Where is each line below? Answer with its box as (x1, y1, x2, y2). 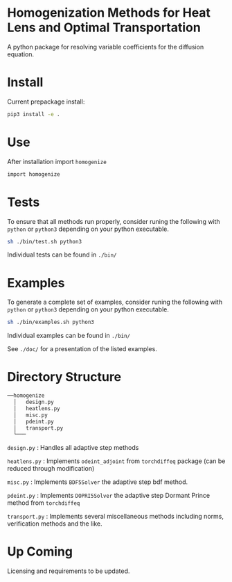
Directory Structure (7, 369, 122, 385)
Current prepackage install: (7, 97, 85, 106)
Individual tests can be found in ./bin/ (7, 250, 117, 259)
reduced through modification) (7, 464, 95, 473)
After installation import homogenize (7, 157, 107, 165)
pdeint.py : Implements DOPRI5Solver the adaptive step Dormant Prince (7, 492, 210, 500)
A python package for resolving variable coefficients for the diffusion (7, 42, 204, 51)
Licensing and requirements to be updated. (7, 567, 130, 575)
